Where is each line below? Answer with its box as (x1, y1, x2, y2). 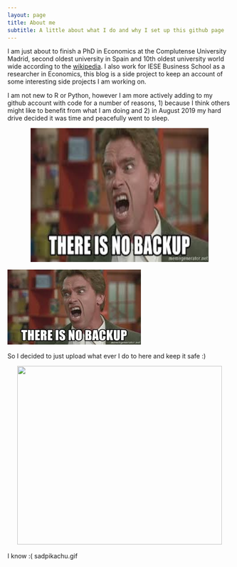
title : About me (7, 19, 56, 26)
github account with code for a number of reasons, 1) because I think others (7, 99, 230, 107)
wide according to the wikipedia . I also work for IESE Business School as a (7, 62, 226, 71)
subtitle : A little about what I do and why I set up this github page (7, 26, 224, 34)
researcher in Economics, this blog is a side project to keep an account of (7, 70, 223, 79)
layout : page (7, 11, 46, 19)
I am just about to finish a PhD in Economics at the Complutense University (7, 47, 227, 56)
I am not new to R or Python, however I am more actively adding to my (7, 91, 214, 100)
